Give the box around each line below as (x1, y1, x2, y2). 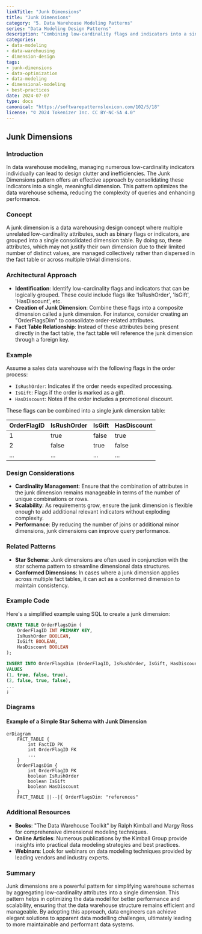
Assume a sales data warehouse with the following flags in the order (6, 364, 176, 372)
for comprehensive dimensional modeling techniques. (14, 828, 148, 835)
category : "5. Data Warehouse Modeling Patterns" (6, 20, 133, 26)
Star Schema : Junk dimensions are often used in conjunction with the (14, 556, 188, 563)
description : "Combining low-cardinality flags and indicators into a (6, 31, 187, 37)
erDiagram (6, 731, 31, 737)
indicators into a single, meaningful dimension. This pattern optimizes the (6, 183, 188, 190)
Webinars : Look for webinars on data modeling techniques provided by (14, 847, 192, 855)
